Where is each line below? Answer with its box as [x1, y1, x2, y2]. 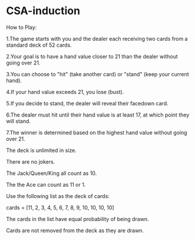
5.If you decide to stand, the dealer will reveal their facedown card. [6, 99, 168, 107]
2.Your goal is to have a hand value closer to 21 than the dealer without [6, 53, 178, 60]
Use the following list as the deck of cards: [6, 192, 110, 199]
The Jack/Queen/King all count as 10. [6, 170, 97, 177]
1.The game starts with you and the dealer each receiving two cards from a [6, 35, 188, 42]
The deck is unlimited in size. [6, 147, 77, 154]
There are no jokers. [6, 158, 55, 165]
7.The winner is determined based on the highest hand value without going [6, 129, 187, 136]
